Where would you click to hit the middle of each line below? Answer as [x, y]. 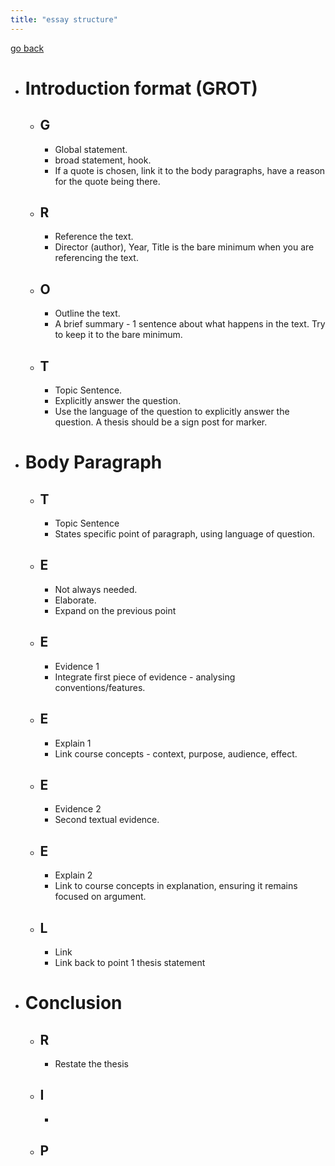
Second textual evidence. [107, 820]
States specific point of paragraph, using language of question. [185, 534]
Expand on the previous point [115, 610]
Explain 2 [73, 875]
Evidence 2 [78, 809]
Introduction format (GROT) [141, 88]
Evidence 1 [77, 666]
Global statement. [91, 149]
